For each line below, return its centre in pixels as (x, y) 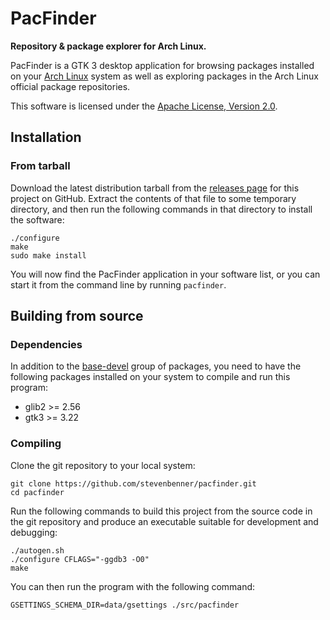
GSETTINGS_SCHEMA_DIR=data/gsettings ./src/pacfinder (125, 605)
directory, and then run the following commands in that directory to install (161, 209)
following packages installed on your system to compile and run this (150, 377)
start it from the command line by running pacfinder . (118, 284)
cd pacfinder (37, 492)
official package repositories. (70, 86)
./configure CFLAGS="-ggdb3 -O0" (80, 559)
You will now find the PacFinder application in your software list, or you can (165, 274)
